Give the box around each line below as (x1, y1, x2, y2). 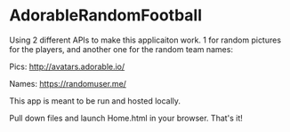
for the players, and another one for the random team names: (9, 43, 234, 54)
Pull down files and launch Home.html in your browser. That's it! (9, 113, 243, 123)
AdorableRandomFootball (9, 5, 203, 26)
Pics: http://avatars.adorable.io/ (9, 61, 125, 72)
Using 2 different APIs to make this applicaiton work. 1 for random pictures (9, 35, 282, 45)
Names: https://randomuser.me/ (9, 78, 127, 89)
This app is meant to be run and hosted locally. (9, 95, 181, 106)
